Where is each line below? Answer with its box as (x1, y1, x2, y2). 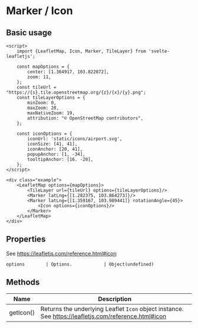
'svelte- (148, 48, 170, 54)
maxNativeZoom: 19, (27, 110, 75, 116)
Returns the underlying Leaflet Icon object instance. (40, 304, 184, 313)
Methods (6, 277, 40, 287)
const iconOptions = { (16, 131, 72, 137)
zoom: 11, (27, 74, 51, 80)
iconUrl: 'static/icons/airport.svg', (27, 136, 123, 142)
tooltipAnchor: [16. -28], (27, 157, 94, 163)
